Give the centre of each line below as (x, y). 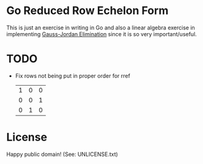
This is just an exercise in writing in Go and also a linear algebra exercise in (101, 28)
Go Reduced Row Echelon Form (87, 11)
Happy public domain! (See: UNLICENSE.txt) (62, 154)
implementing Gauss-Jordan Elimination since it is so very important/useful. (102, 34)
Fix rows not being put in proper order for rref (72, 76)
